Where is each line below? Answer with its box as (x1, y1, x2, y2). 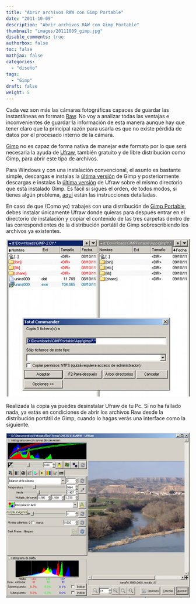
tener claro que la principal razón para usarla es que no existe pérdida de (6, 125, 182, 132)
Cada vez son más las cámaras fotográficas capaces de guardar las (6, 107, 169, 114)
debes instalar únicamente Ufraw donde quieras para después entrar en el (6, 209, 185, 216)
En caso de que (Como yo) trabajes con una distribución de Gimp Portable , (6, 203, 187, 210)
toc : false (6, 47, 33, 53)
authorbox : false (6, 40, 48, 46)
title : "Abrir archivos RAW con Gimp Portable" (6, 9, 124, 15)
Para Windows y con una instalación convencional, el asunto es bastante (6, 167, 181, 173)
